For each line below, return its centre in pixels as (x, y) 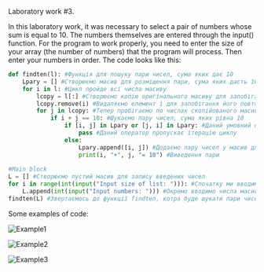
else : (73, 140)
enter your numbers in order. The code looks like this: (95, 60)
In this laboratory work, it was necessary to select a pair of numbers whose (130, 26)
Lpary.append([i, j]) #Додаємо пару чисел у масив (163, 147)
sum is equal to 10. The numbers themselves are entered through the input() (131, 35)
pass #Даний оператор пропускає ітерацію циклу (158, 133)
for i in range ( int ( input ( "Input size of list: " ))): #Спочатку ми (121, 184)
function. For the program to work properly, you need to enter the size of (126, 43)
